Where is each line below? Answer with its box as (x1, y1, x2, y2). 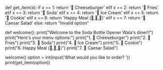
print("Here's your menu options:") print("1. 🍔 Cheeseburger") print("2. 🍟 (5, 35, 151, 40)
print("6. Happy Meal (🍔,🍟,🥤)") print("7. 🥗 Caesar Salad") (5, 45, 118, 51)
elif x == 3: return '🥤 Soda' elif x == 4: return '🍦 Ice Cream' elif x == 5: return (5, 10, 159, 16)
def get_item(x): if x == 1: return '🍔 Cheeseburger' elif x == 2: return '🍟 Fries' (5, 5, 159, 10)
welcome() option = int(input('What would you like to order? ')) (5, 54, 130, 60)
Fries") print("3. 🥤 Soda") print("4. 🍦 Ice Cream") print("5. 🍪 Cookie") (5, 40, 143, 46)
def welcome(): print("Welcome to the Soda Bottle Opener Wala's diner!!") (5, 30, 153, 35)
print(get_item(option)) (5, 60, 51, 65)
